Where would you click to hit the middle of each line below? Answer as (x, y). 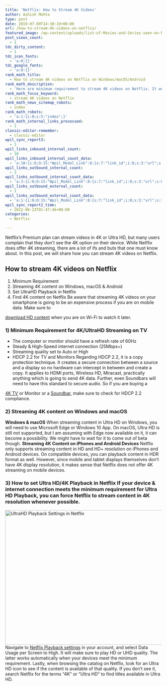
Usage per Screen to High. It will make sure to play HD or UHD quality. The (82, 653)
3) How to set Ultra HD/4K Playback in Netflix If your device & (80, 483)
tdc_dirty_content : (25, 47)
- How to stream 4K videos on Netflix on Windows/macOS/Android (78, 79)
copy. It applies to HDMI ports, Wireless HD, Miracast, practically (79, 373)
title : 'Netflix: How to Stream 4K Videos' (51, 10)
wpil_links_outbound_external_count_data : (50, 195)
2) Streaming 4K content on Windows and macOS (66, 412)
